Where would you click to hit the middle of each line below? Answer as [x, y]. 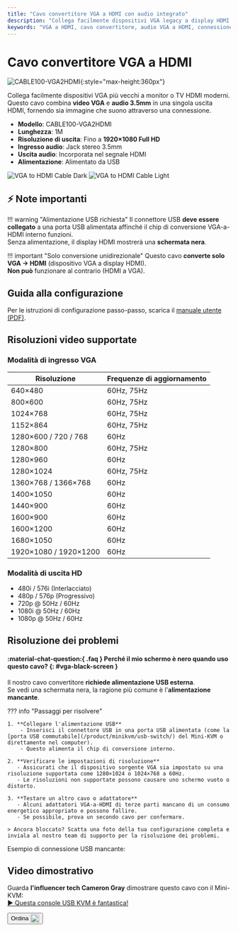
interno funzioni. [49, 235]
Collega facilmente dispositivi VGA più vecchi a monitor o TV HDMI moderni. [119, 96]
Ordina [20, 918]
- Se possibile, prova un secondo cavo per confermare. [101, 817]
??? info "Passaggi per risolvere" [55, 711]
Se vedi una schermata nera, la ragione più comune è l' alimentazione [109, 690]
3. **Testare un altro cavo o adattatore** [73, 798]
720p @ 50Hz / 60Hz [49, 603]
